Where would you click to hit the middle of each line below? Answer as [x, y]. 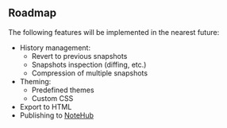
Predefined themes [63, 90]
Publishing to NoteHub [56, 115]
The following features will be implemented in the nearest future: [114, 32]
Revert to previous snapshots [79, 56]
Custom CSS [52, 98]
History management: [55, 48]
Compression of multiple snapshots [90, 73]
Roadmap [33, 13]
